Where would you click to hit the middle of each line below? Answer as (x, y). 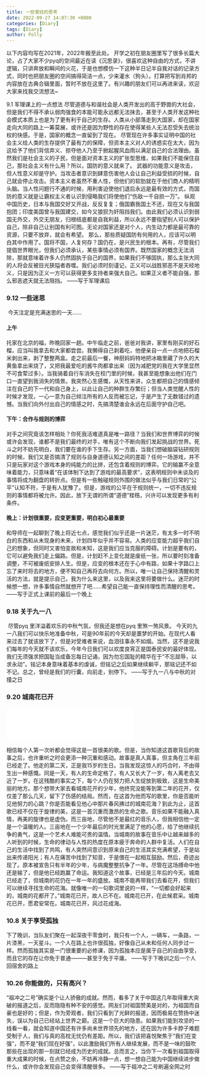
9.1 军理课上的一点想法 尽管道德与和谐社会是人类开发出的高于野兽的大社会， (102, 104)
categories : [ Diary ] (33, 23)
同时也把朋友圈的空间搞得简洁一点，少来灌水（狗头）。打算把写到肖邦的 (107, 76)
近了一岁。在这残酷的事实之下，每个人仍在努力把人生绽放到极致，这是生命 (100, 780)
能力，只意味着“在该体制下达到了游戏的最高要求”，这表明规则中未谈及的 (108, 472)
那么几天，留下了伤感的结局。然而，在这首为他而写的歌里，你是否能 (108, 796)
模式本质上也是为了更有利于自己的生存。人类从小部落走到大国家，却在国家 (105, 120)
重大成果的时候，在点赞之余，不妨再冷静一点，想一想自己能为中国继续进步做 (103, 1059)
